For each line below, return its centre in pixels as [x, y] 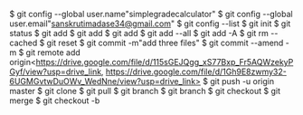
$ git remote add [50, 53]
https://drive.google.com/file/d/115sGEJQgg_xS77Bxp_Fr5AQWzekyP [165, 62]
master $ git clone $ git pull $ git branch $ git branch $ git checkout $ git [145, 91]
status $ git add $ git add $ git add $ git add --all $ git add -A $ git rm [139, 33]
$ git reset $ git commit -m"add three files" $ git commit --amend [161, 43]
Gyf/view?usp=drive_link [56, 72]
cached [24, 43]
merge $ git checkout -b [55, 101]
